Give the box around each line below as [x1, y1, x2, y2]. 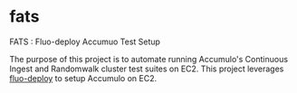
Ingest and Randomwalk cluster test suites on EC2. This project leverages [9, 63, 284, 74]
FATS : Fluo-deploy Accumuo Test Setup [9, 36, 161, 47]
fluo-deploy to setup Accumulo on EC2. [9, 72, 158, 83]
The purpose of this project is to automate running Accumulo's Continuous [9, 53, 288, 64]
